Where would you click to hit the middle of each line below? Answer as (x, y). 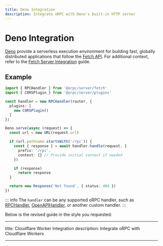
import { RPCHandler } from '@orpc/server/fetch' (56, 88)
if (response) (28, 168)
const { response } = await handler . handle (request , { (70, 146)
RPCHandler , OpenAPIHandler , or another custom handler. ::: (65, 205)
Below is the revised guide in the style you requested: (59, 214)
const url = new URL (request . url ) (44, 133)
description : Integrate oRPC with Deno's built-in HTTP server (70, 14)
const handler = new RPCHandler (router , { (49, 101)
